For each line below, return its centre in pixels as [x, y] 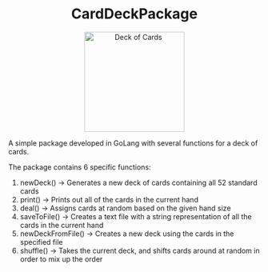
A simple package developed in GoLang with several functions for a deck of [133, 143]
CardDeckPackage [134, 14]
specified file [41, 242]
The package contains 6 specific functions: [80, 167]
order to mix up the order [61, 259]
